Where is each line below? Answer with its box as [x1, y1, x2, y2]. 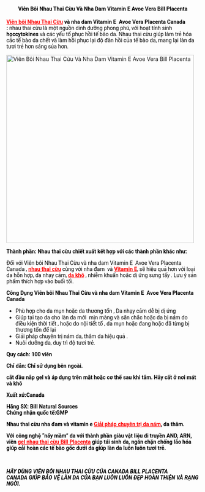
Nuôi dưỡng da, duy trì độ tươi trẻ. [15, 339, 95, 346]
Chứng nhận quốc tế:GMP [6, 409, 69, 416]
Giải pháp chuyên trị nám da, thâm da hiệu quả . [15, 332, 129, 340]
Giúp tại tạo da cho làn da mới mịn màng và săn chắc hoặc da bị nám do [15, 314, 188, 321]
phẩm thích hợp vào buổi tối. [6, 278, 74, 285]
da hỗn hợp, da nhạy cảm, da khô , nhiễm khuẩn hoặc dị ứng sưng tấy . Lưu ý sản [6, 271, 197, 279]
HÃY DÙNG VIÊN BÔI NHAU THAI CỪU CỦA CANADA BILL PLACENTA [6, 468, 168, 475]
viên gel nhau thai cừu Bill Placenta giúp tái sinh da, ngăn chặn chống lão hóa [6, 438, 192, 445]
